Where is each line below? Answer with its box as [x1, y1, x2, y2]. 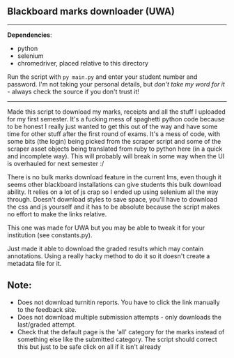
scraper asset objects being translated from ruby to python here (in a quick [7, 144, 223, 153]
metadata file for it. [7, 259, 62, 267]
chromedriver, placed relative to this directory [17, 59, 148, 67]
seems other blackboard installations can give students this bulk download [7, 180, 221, 188]
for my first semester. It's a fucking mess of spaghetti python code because [7, 114, 225, 123]
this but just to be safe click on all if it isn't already [17, 342, 162, 351]
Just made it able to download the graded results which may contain [7, 244, 204, 253]
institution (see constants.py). [7, 230, 93, 239]
